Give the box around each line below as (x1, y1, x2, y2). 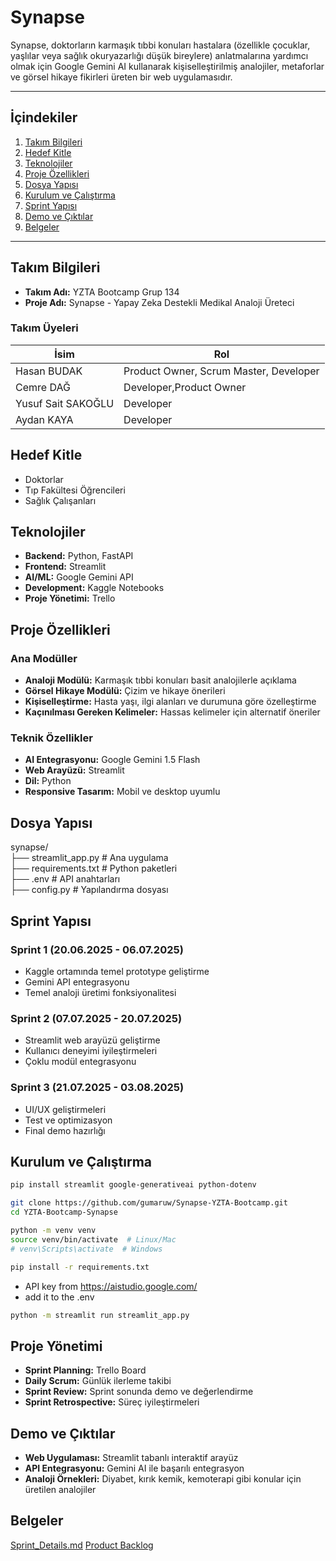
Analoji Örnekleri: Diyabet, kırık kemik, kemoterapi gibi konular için (24, 1473, 302, 1485)
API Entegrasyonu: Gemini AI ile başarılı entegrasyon (24, 1462, 245, 1474)
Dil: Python (24, 775, 72, 787)
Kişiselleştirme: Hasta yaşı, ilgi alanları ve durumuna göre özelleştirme (24, 696, 317, 708)
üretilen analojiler (24, 1484, 97, 1495)
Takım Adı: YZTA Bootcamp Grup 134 (24, 286, 180, 298)
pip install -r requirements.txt (10, 1262, 150, 1272)
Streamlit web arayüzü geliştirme (24, 1034, 161, 1046)
